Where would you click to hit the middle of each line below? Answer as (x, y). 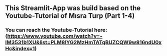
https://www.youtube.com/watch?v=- (55, 36)
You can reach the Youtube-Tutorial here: (56, 30)
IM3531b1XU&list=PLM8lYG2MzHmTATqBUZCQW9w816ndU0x (83, 43)
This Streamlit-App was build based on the (73, 8)
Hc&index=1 (20, 49)
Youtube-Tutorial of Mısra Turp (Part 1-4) (70, 16)
